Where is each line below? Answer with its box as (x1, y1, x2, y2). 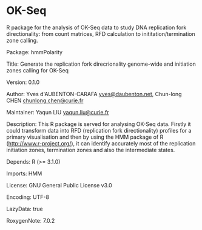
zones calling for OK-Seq (6, 66, 69, 74)
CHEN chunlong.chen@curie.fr (6, 97, 84, 104)
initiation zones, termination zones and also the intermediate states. (6, 146, 175, 153)
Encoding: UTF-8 (6, 193, 50, 201)
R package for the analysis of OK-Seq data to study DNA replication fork (6, 24, 187, 31)
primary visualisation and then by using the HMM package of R (6, 133, 164, 141)
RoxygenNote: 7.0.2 (6, 217, 55, 224)
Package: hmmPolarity (6, 48, 62, 55)
